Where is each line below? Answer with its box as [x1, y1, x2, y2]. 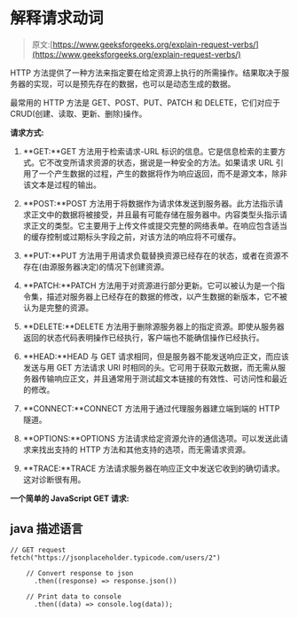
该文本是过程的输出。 [22, 179, 101, 190]
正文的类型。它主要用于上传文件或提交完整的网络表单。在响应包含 [30, 220, 272, 231]
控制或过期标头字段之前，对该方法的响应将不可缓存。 [46, 231, 241, 242]
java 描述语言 [10, 521, 83, 536]
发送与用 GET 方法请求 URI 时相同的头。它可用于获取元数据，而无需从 [22, 362, 278, 372]
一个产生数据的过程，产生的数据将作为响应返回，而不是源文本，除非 [38, 168, 287, 178]
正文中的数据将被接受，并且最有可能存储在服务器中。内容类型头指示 [30, 209, 280, 220]
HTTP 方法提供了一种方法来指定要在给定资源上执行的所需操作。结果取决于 [10, 67, 282, 78]
